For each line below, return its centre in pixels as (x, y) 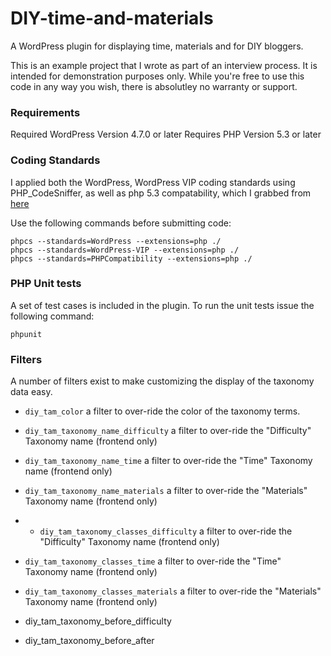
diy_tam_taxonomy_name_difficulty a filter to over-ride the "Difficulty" (168, 431)
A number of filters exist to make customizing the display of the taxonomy (162, 381)
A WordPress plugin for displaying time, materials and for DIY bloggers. (157, 46)
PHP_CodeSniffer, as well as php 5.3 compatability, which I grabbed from (161, 193)
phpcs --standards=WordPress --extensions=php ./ (116, 241)
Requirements (45, 112)
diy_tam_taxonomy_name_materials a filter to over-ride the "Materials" (166, 491)
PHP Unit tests (46, 284)
